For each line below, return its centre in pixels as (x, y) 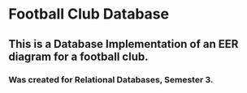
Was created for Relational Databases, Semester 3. (111, 79)
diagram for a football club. (78, 56)
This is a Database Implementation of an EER (123, 44)
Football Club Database (89, 14)
